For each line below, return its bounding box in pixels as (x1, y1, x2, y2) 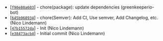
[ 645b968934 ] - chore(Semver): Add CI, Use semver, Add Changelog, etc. (9, 15, 158, 20)
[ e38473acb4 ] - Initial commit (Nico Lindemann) (9, 31, 105, 36)
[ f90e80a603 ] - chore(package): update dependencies (9, 4, 120, 10)
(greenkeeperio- (121, 4, 155, 10)
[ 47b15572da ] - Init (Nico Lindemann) (9, 25, 84, 31)
